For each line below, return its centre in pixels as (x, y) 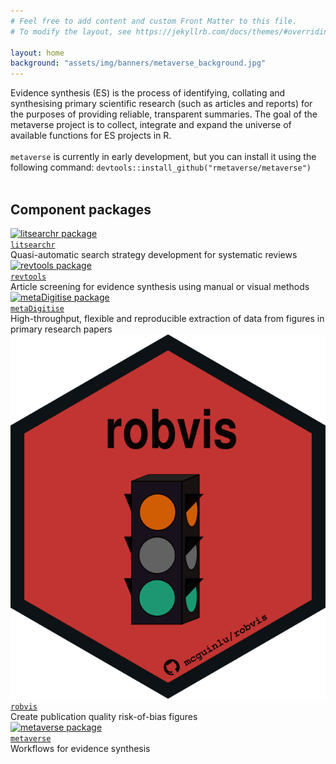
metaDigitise (37, 308)
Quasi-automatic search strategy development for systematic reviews (154, 254)
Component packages (81, 209)
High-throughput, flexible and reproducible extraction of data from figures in (167, 318)
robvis (24, 706)
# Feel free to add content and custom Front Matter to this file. (154, 21)
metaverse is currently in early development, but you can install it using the (163, 157)
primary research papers (61, 329)
